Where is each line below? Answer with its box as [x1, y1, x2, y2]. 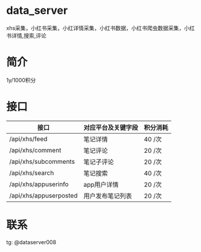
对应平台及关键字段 [83, 123, 138, 132]
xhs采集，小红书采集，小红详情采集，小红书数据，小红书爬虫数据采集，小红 [6, 24, 195, 31]
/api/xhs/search [9, 169, 54, 177]
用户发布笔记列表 [83, 192, 132, 200]
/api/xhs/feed [9, 134, 48, 143]
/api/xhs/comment [9, 146, 62, 154]
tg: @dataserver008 [6, 238, 56, 245]
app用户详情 [83, 180, 119, 189]
